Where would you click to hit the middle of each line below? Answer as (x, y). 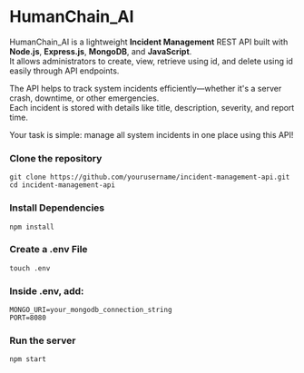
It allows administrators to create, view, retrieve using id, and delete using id (151, 61)
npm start (28, 359)
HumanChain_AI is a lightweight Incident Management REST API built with (149, 42)
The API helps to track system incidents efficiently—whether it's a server (146, 88)
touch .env (30, 268)
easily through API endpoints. (64, 71)
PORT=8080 (28, 318)
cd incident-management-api (63, 185)
